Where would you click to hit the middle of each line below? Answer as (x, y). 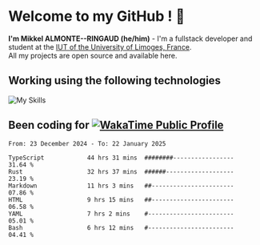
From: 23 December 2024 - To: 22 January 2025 (87, 143)
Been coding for (49, 125)
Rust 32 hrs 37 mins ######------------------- (121, 171)
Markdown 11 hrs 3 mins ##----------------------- (121, 186)
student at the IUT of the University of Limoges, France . (100, 46)
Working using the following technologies (115, 80)
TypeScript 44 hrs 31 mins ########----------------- (121, 158)
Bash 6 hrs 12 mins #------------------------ (121, 227)
